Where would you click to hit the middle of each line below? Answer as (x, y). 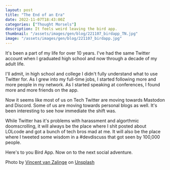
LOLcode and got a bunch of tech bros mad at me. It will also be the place (83, 131)
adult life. (15, 64)
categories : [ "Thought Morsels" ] (41, 24)
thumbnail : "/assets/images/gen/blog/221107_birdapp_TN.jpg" (72, 34)
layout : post (19, 10)
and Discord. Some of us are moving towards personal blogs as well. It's (81, 105)
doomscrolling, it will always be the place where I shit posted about (76, 126)
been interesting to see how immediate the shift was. (61, 111)
